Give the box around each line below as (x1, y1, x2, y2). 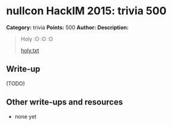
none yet (14, 113, 37, 120)
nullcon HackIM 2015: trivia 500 (6, 4, 167, 18)
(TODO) (6, 80, 26, 87)
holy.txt (20, 46, 40, 54)
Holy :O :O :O (20, 35, 53, 42)
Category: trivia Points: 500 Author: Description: (6, 24, 129, 31)
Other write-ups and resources (6, 97, 123, 108)
